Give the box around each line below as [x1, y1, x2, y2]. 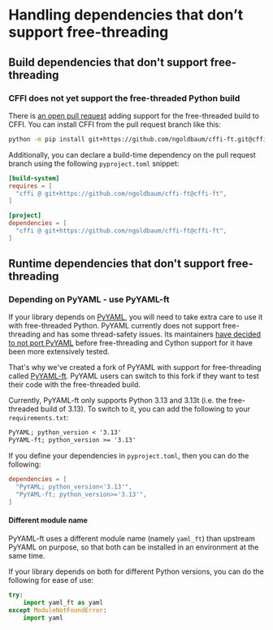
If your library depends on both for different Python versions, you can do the [8, 567, 264, 576]
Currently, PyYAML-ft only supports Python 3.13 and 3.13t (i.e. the [8, 396, 227, 406]
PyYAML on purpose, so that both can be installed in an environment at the [8, 542, 259, 552]
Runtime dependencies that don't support [8, 257, 225, 271]
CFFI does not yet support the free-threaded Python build [8, 92, 240, 103]
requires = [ [8, 181, 53, 190]
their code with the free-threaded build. [8, 380, 141, 389]
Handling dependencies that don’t [8, 6, 244, 24]
